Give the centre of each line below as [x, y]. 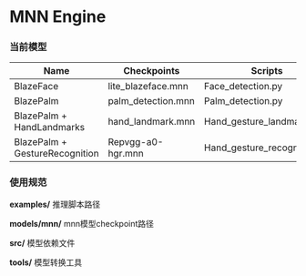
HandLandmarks [49, 128]
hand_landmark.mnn [152, 122]
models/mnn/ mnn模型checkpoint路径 [82, 223]
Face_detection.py [243, 87]
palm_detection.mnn [152, 101]
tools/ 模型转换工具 [46, 262]
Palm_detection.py [243, 101]
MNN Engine [58, 17]
